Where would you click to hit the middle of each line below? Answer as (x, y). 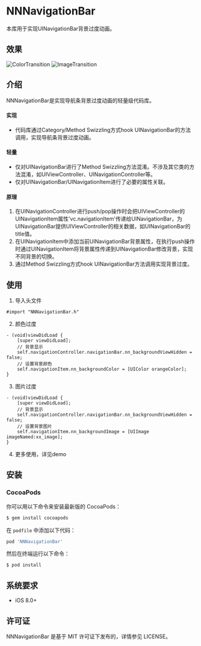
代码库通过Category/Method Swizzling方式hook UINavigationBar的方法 (103, 130)
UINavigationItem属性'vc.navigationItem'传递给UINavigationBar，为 (98, 219)
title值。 (25, 234)
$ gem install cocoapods (37, 518)
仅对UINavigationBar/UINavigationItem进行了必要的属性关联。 (91, 181)
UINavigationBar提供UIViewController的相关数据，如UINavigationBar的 (103, 227)
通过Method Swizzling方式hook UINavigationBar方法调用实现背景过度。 (104, 264)
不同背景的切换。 (36, 257)
